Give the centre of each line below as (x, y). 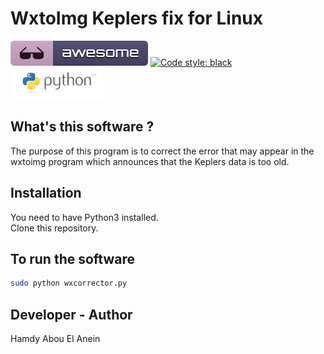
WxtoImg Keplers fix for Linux (137, 18)
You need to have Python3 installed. (84, 217)
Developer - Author (71, 314)
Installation (46, 193)
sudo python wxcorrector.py (69, 283)
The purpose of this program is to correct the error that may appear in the (162, 151)
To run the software (73, 258)
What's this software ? (82, 127)
